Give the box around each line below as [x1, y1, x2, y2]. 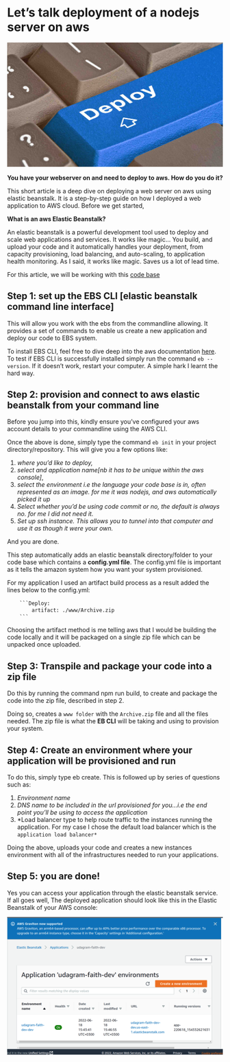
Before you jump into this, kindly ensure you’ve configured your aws [7, 418, 200, 426]
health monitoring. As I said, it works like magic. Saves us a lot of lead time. [7, 257, 220, 265]
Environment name [16, 794, 71, 802]
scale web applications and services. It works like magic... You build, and [7, 235, 213, 243]
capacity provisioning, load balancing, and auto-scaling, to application [7, 250, 205, 258]
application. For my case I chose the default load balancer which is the [16, 823, 217, 831]
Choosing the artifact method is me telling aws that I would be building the [7, 626, 217, 634]
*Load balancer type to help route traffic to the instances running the [16, 816, 213, 824]
